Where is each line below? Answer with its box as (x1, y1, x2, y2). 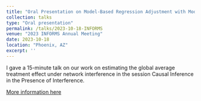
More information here (6, 88, 62, 96)
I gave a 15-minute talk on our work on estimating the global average (6, 64, 175, 71)
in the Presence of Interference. (6, 76, 85, 84)
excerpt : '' (6, 48, 36, 54)
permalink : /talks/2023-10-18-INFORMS (6, 25, 103, 32)
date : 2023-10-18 (6, 36, 50, 42)
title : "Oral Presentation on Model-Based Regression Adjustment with (6, 8, 186, 15)
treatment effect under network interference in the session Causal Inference (6, 70, 194, 78)
